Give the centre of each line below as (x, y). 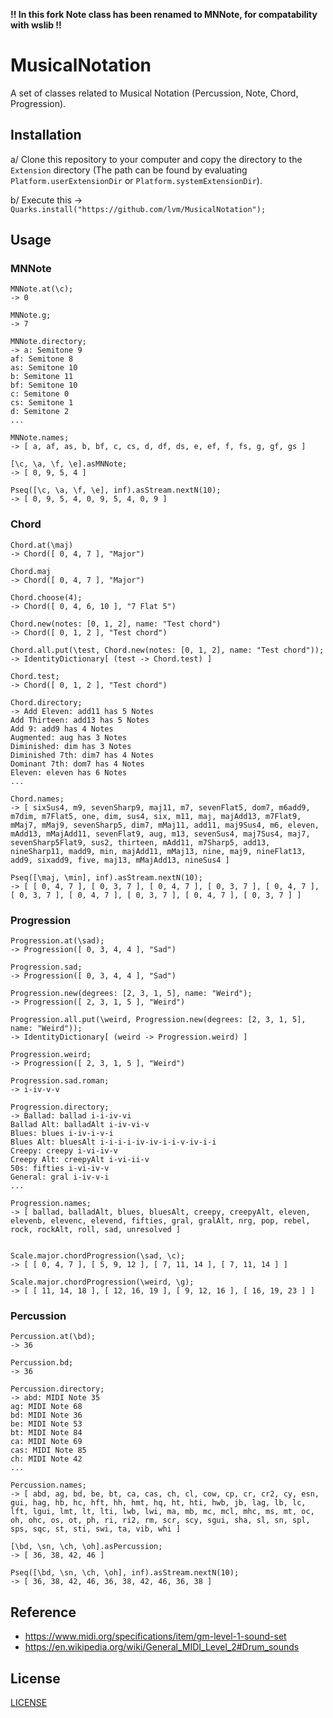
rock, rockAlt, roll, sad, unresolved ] (96, 1230)
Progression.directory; (60, 1107)
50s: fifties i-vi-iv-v (60, 1169)
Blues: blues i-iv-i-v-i (62, 1134)
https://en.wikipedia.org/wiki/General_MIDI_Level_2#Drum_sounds (162, 1647)
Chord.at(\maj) (42, 545)
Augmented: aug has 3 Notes (69, 737)
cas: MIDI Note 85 (48, 1450)
